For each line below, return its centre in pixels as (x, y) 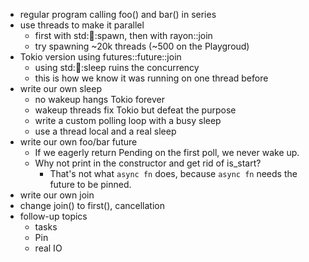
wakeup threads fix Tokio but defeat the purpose (135, 110)
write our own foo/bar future (78, 142)
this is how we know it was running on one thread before (151, 78)
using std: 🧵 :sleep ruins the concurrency (117, 67)
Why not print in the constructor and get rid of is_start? (148, 163)
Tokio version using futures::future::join (100, 57)
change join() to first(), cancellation (92, 205)
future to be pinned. (90, 184)
